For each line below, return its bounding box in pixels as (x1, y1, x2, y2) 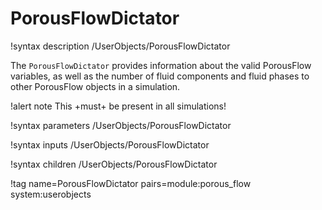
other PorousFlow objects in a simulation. (10, 80, 181, 92)
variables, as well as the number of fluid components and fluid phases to (10, 70, 310, 82)
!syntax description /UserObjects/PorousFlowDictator (10, 40, 231, 52)
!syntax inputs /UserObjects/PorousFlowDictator (10, 138, 210, 151)
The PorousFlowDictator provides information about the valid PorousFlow (10, 59, 312, 71)
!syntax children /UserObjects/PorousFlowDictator (10, 158, 218, 170)
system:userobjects (10, 188, 92, 200)
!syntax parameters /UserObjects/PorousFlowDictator (10, 119, 232, 131)
